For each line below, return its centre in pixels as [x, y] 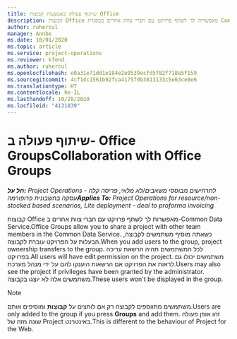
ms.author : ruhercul [38, 66]
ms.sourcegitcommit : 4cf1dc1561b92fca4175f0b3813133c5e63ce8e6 [102, 79]
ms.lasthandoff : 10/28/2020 [49, 100]
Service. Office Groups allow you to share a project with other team [104, 226]
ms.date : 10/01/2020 [38, 40]
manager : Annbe [30, 34]
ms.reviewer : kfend [36, 60]
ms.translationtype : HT [42, 86]
